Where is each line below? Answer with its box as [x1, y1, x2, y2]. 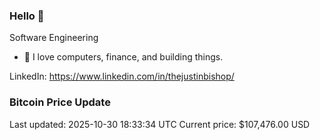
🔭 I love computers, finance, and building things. [23, 51, 224, 63]
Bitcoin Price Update [9, 95, 111, 109]
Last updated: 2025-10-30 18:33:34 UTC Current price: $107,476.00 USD [9, 118, 311, 130]
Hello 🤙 [9, 9, 45, 23]
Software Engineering [9, 32, 99, 44]
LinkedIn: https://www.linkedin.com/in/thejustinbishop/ [9, 70, 235, 83]
